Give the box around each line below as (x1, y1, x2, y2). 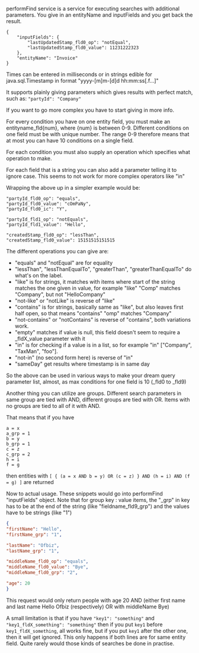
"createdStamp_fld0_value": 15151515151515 (6, 237, 115, 243)
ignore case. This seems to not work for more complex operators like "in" (6, 172, 185, 180)
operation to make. (6, 155, 52, 162)
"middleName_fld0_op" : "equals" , (6, 558, 89, 564)
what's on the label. (14, 272, 63, 279)
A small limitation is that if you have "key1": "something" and (6, 614, 155, 621)
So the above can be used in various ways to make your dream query (6, 372, 176, 379)
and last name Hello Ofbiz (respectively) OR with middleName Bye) (6, 603, 170, 610)
